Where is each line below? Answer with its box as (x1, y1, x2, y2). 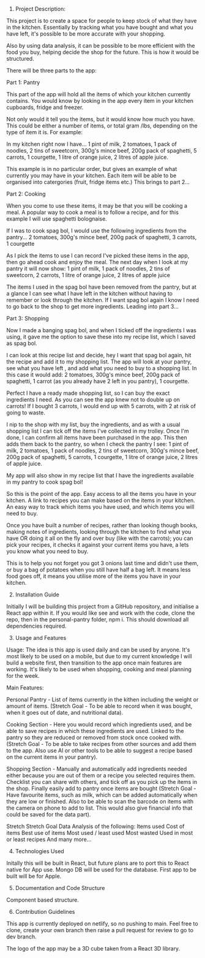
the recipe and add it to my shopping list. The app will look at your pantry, (6, 358, 192, 365)
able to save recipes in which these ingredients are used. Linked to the (6, 728, 184, 734)
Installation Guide (15, 591, 59, 598)
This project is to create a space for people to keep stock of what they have (6, 17, 197, 24)
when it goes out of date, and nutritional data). (6, 709, 124, 716)
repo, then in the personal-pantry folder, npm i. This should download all (6, 616, 189, 623)
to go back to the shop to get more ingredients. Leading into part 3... (6, 303, 179, 310)
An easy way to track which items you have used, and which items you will (6, 503, 195, 511)
